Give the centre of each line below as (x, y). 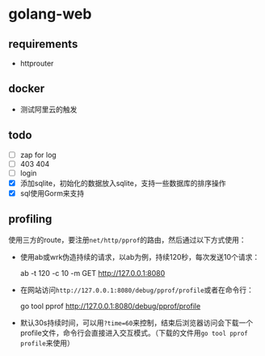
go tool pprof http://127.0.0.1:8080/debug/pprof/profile (110, 306)
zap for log (38, 155)
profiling (30, 219)
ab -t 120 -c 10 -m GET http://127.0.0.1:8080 (93, 273)
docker (27, 89)
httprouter (37, 63)
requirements (43, 44)
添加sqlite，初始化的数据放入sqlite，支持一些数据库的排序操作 (123, 183)
